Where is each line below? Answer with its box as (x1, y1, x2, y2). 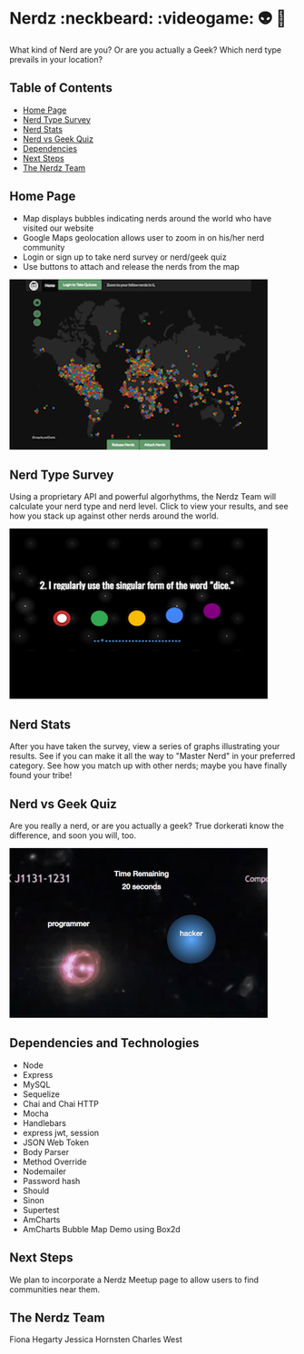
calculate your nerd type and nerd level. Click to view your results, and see (9, 501, 289, 512)
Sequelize (22, 1088, 61, 1100)
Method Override (22, 1156, 87, 1167)
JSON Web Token (22, 1137, 89, 1148)
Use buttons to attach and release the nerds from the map (22, 261, 240, 272)
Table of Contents (9, 80, 113, 96)
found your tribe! (9, 770, 73, 781)
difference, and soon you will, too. (9, 830, 137, 841)
